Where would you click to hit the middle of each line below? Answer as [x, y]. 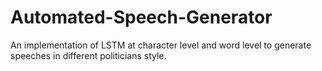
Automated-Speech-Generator [141, 17]
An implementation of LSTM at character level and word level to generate [161, 45]
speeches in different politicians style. [88, 55]
